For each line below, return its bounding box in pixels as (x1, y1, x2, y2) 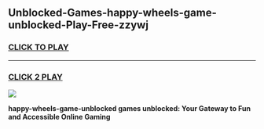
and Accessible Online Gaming (8, 112, 111, 121)
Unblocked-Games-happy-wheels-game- (8, 6, 218, 20)
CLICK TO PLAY (8, 42, 69, 53)
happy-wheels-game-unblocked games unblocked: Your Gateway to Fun (8, 103, 251, 113)
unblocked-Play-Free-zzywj (8, 19, 149, 32)
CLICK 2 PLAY (8, 71, 63, 82)
